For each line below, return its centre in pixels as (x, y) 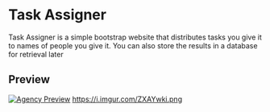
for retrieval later (36, 54)
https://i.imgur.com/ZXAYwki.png (127, 99)
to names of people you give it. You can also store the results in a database (133, 45)
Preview (29, 79)
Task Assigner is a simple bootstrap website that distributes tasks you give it (135, 37)
